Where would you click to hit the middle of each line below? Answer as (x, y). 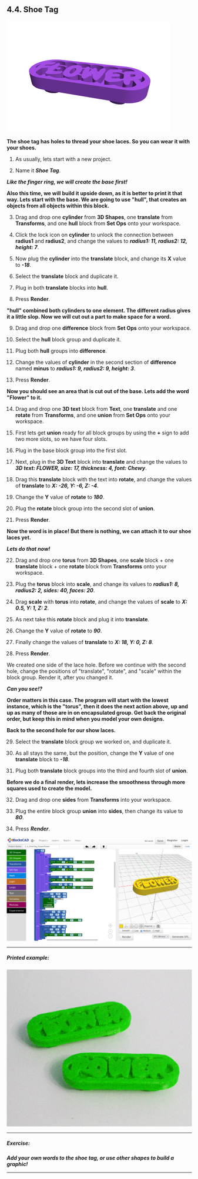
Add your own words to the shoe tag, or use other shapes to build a (90, 1158)
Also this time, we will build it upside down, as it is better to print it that (95, 193)
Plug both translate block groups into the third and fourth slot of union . (101, 771)
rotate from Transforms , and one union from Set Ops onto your (93, 415)
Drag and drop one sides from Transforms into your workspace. (93, 799)
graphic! (17, 1164)
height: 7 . (27, 247)
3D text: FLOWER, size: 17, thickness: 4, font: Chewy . (81, 468)
